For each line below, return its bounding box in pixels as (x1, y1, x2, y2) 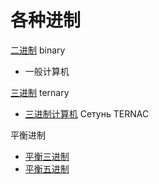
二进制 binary (10, 44, 66, 56)
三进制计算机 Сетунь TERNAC (24, 107, 150, 120)
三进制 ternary (10, 86, 70, 98)
